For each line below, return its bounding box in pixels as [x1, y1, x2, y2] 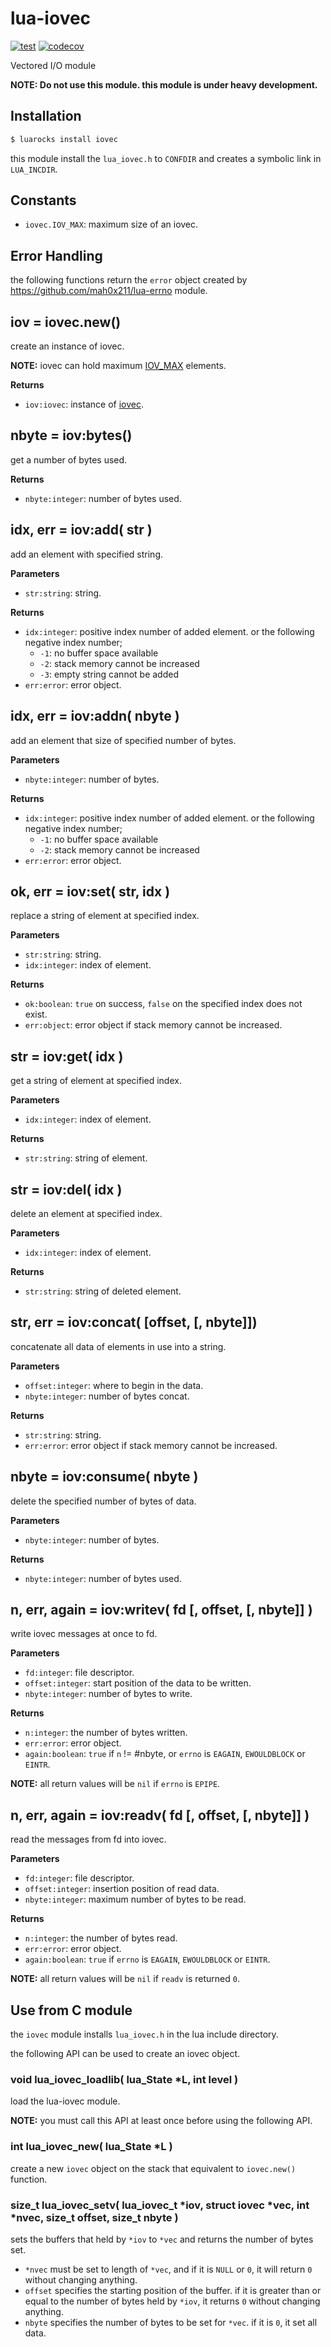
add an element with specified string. [10, 548, 164, 560]
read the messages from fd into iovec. [10, 1833, 167, 1846]
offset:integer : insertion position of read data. [24, 1883, 220, 1895]
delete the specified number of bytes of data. [10, 1495, 197, 1507]
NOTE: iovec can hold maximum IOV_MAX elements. [10, 360, 227, 372]
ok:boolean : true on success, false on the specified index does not [24, 998, 303, 1010]
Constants [10, 192, 77, 209]
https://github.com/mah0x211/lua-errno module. [10, 285, 208, 297]
